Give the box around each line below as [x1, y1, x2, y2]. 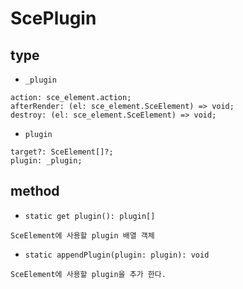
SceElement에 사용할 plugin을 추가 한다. [10, 269, 167, 279]
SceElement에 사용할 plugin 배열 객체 [10, 230, 155, 241]
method [10, 183, 60, 200]
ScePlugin [10, 7, 97, 30]
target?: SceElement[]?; [10, 147, 114, 157]
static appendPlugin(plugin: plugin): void [24, 250, 210, 260]
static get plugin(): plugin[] [24, 211, 156, 221]
